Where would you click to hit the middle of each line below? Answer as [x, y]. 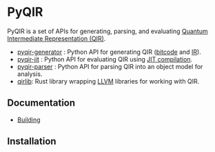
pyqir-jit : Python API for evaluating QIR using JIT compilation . [105, 59]
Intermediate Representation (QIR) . [57, 38]
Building [29, 120]
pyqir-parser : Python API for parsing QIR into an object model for [110, 66]
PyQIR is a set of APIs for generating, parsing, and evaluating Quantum [107, 31]
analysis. [30, 74]
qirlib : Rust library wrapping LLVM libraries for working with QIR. [108, 81]
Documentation [41, 103]
